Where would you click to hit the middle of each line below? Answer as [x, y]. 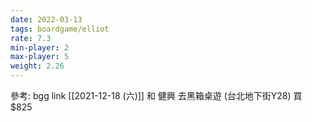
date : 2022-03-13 [46, 19]
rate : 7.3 [31, 38]
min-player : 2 [40, 47]
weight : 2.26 [37, 66]
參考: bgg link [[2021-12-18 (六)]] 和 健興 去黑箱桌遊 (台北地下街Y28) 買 [156, 95]
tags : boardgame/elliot [60, 29]
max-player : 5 [40, 57]
